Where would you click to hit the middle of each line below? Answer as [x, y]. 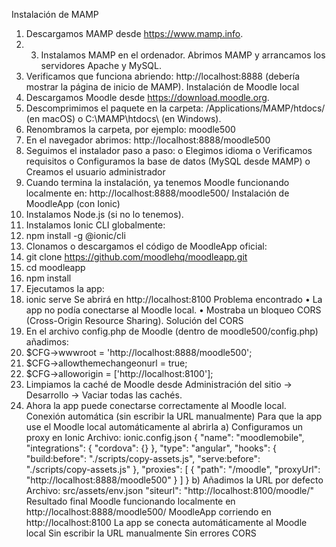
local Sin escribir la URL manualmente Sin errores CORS [141, 533]
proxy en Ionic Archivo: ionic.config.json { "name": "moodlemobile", [165, 437]
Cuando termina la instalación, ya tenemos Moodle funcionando [157, 182]
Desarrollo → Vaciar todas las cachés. [104, 395]
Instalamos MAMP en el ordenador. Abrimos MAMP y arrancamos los [183, 55]
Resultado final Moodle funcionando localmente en [130, 501]
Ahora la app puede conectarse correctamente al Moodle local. [156, 405]
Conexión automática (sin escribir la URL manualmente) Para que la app [174, 416]
